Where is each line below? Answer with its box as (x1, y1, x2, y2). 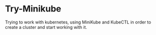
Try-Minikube (5, 3, 62, 14)
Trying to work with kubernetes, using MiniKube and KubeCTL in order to (5, 19, 152, 25)
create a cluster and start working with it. (5, 24, 87, 30)
